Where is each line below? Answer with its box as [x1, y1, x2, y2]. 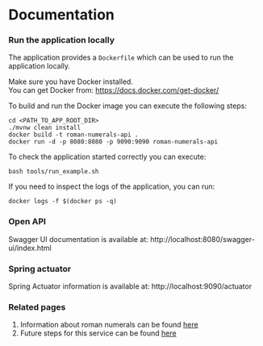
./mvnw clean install [8, 123, 81, 132]
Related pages [8, 302, 66, 312]
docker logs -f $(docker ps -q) [8, 198, 117, 206]
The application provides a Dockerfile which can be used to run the [8, 52, 234, 62]
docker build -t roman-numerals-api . [8, 131, 139, 139]
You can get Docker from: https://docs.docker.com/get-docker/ [8, 85, 219, 95]
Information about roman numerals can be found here [19, 320, 199, 330]
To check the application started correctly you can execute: [8, 152, 207, 162]
